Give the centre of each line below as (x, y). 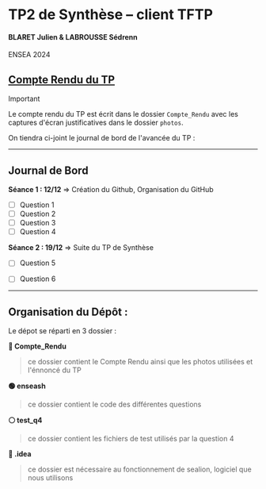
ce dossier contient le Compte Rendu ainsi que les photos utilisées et (140, 362)
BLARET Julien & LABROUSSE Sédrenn (73, 37)
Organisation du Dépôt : (68, 312)
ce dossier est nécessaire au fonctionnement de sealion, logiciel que (139, 469)
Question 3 (38, 223)
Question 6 (38, 279)
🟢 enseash (27, 386)
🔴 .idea (20, 454)
